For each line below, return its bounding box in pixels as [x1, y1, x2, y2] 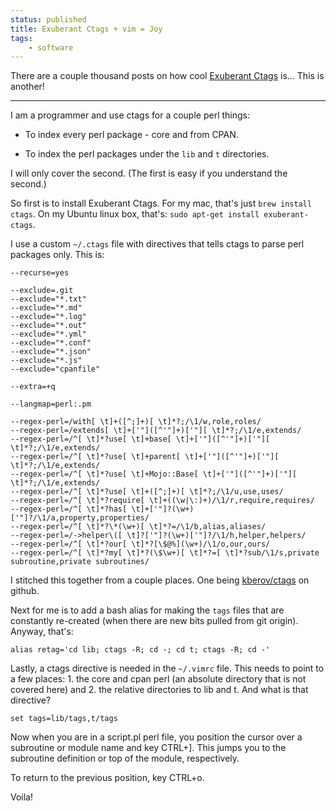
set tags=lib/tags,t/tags [10, 714, 118, 724]
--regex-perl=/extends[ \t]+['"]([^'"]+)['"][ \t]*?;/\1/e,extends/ [10, 426, 302, 436]
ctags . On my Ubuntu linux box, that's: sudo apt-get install [10, 208, 260, 220]
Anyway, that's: [10, 626, 74, 638]
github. [10, 585, 40, 597]
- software [28, 42, 74, 53]
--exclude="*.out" [10, 321, 87, 331]
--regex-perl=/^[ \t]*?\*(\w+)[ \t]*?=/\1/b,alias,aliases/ [10, 522, 267, 532]
